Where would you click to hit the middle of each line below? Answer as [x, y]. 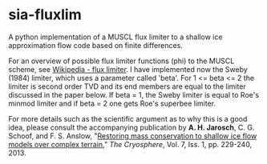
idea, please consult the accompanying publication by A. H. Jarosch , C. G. [131, 127]
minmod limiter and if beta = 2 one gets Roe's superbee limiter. [112, 103]
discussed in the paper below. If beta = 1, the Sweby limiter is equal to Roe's [133, 94]
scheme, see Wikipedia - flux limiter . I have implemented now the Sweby [128, 69]
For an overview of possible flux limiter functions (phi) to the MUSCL [121, 61]
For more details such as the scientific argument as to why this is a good [128, 118]
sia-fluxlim [45, 15]
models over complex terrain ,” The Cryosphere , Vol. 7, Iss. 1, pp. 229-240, [130, 144]
